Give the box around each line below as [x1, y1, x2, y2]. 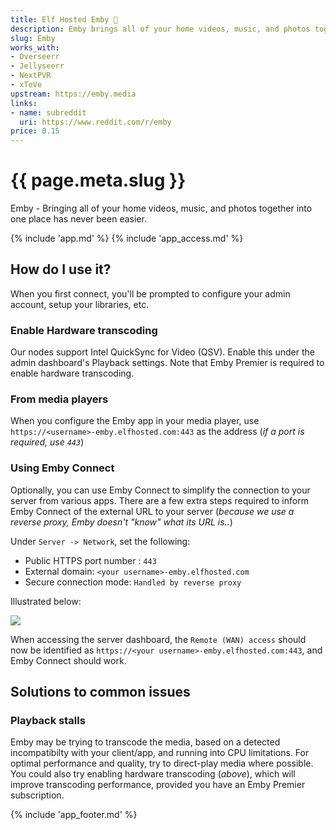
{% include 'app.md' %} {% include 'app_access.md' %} [10, 232, 244, 245]
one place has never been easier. [10, 213, 147, 225]
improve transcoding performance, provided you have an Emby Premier [10, 779, 306, 791]
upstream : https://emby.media [10, 89, 137, 99]
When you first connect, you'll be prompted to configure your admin [10, 287, 291, 300]
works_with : [10, 42, 60, 53]
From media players [10, 392, 109, 406]
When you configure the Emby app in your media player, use [10, 415, 260, 427]
